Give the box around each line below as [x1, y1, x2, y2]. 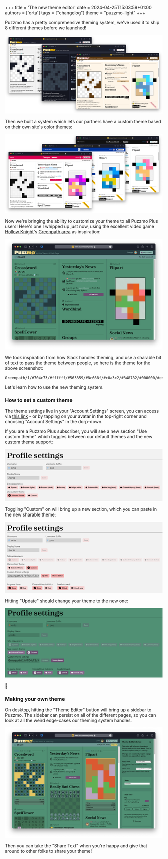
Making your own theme [5, 695, 65, 702]
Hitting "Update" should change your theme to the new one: [5, 598, 129, 604]
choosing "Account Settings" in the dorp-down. [5, 419, 103, 425]
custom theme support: [5, 439, 53, 445]
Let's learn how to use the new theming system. [5, 384, 104, 390]
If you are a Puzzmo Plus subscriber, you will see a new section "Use [5, 428, 147, 434]
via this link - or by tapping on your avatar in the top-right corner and [5, 413, 147, 419]
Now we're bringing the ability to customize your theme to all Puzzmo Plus [5, 218, 158, 224]
